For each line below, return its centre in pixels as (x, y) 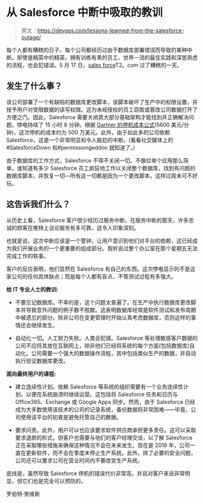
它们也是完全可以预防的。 (54, 480)
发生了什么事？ (34, 86)
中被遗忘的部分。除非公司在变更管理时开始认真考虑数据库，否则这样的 (103, 317)
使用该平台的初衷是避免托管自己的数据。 (71, 417)
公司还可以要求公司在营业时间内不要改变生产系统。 (79, 460)
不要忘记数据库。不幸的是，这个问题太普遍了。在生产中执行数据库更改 (103, 302)
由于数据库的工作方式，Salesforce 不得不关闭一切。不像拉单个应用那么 (95, 160)
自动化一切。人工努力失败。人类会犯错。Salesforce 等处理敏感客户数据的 (106, 338)
